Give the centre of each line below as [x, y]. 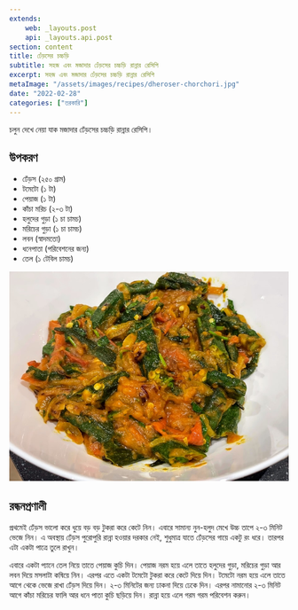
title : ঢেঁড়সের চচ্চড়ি [39, 56]
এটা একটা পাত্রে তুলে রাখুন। [44, 547]
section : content [41, 47]
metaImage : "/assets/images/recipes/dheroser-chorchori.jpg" [125, 84]
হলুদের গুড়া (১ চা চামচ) [52, 219]
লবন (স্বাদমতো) [41, 239]
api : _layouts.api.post [69, 37]
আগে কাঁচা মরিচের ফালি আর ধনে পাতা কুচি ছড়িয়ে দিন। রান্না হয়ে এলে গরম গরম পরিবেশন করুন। [130, 595]
